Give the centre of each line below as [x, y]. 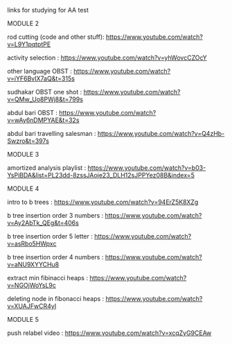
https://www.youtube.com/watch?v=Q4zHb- [161, 134]
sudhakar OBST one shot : [45, 92]
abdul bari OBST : [32, 113]
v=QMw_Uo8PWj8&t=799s [45, 99]
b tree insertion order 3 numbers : [55, 215]
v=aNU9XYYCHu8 [33, 264]
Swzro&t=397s [28, 141]
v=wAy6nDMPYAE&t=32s [43, 120]
